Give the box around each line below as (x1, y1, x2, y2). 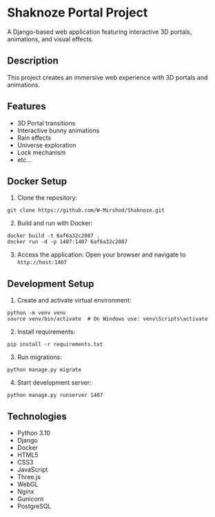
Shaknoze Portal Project (7, 5, 148, 21)
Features (7, 101, 46, 112)
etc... (17, 155, 32, 163)
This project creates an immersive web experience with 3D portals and (7, 73, 208, 81)
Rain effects (17, 133, 52, 142)
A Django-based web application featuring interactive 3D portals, (7, 28, 192, 36)
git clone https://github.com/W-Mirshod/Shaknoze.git (7, 207, 165, 214)
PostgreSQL (17, 502, 52, 510)
